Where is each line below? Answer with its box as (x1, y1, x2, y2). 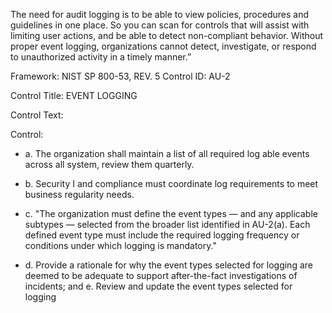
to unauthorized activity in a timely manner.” (10, 51, 192, 63)
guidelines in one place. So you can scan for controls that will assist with (10, 19, 310, 31)
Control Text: (10, 109, 64, 121)
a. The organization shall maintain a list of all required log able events (24, 148, 310, 159)
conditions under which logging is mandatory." (24, 240, 217, 251)
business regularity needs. (24, 189, 135, 200)
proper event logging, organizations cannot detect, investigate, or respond (10, 40, 317, 52)
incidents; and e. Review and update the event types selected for (24, 280, 293, 292)
